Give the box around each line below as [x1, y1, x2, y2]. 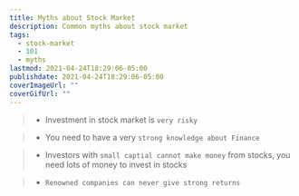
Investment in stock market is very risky [44, 114, 198, 125]
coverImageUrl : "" [9, 81, 79, 90]
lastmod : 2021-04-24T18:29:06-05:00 [9, 64, 148, 73]
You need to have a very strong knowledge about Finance [44, 132, 260, 142]
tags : [9, 30, 30, 39]
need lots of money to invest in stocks [44, 159, 188, 170]
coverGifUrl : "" [9, 89, 71, 98]
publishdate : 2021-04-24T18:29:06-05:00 [9, 73, 165, 82]
